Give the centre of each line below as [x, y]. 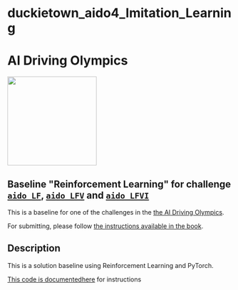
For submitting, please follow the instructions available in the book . [105, 226]
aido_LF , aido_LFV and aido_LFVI [78, 195]
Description [34, 248]
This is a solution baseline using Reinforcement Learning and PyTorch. [110, 265]
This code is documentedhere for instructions [74, 279]
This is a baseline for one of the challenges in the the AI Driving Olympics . [116, 212]
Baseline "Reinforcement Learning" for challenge [119, 184]
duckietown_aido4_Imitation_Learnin [119, 13]
